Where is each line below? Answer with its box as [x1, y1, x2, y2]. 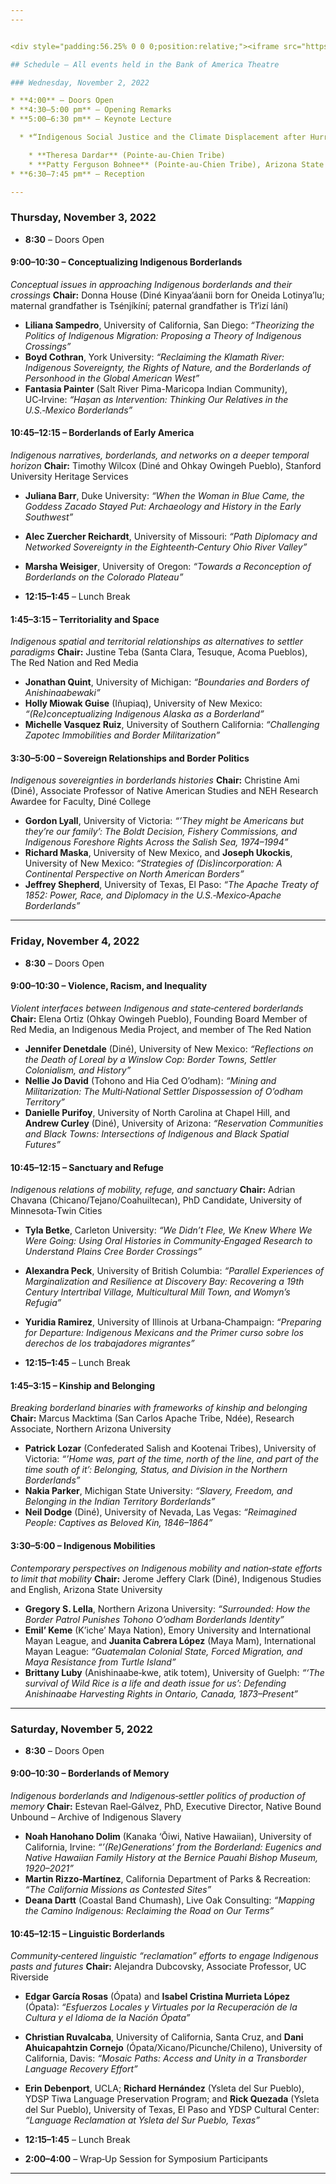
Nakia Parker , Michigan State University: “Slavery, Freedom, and [24, 1485, 293, 1497]
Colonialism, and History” [24, 1064, 132, 1076]
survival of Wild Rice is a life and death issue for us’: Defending [24, 1677, 287, 1689]
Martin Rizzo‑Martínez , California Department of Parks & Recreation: [24, 1873, 312, 1885]
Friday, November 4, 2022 [10, 934, 140, 948]
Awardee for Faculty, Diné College [10, 796, 152, 808]
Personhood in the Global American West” [24, 372, 200, 384]
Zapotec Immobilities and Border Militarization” [24, 729, 221, 741]
